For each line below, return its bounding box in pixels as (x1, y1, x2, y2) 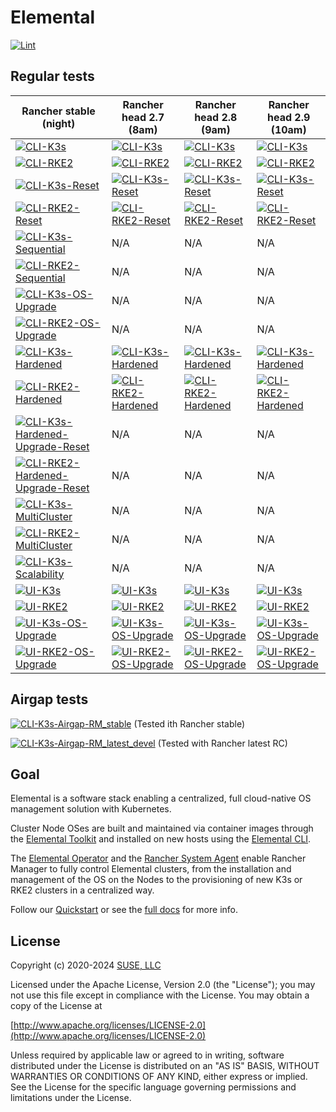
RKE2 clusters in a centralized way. (10, 884, 155, 896)
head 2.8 (194, 110, 238, 124)
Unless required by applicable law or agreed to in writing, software (10, 1049, 285, 1061)
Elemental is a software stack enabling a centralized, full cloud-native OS (10, 792, 312, 805)
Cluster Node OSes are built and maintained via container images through (10, 822, 314, 835)
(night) (41, 116, 76, 130)
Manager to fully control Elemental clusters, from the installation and (10, 863, 292, 875)
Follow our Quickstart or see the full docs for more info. (10, 904, 239, 916)
